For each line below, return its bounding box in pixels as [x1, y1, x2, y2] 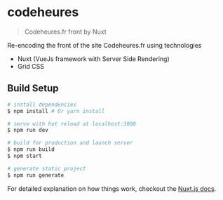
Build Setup [7, 82, 59, 95]
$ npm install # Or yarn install [7, 107, 105, 114]
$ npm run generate [7, 171, 65, 179]
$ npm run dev [7, 127, 49, 134]
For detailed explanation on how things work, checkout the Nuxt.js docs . [7, 184, 217, 193]
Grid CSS [17, 62, 44, 70]
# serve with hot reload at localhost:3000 [7, 120, 137, 127]
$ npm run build [7, 146, 55, 153]
